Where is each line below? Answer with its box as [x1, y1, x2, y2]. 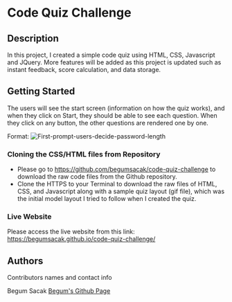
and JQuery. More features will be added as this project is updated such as [7, 58, 222, 66]
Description [7, 33, 59, 44]
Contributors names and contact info [7, 274, 112, 282]
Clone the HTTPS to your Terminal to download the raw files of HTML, [17, 180, 217, 188]
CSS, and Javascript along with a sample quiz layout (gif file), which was [17, 187, 225, 195]
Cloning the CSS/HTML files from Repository [7, 149, 161, 159]
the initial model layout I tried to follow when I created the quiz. [17, 195, 197, 203]
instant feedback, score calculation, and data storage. [7, 66, 161, 73]
